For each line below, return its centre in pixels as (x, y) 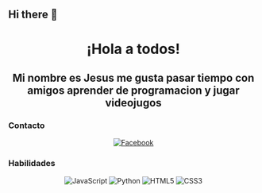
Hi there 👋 (33, 15)
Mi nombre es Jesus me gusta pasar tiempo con (133, 77)
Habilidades (32, 164)
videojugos (133, 103)
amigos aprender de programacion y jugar (133, 90)
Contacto (27, 125)
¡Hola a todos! (133, 49)
